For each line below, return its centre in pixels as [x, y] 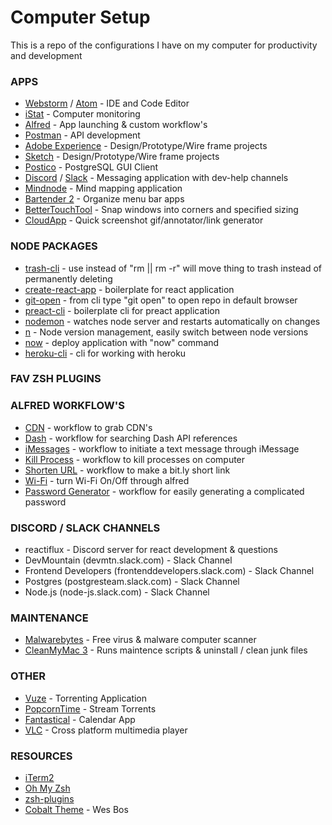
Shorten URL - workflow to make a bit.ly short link [127, 470]
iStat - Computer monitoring [82, 114]
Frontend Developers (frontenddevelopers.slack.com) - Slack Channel [169, 571]
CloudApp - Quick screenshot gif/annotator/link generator [144, 220]
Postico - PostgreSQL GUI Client [91, 167]
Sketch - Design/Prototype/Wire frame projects [122, 157]
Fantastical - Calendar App [80, 719]
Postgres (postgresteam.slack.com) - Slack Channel [132, 582]
